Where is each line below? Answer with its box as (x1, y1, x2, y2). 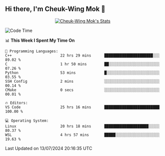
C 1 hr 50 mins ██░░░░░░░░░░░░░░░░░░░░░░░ (5, 62, 160, 66)
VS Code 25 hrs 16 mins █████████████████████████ (5, 104, 160, 110)
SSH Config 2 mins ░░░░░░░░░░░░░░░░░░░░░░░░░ (5, 79, 160, 84)
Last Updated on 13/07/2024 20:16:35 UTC (5, 145, 93, 151)
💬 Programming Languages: (5, 49, 58, 54)
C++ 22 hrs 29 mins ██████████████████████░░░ (5, 53, 160, 58)
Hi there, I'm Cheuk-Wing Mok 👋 (5, 5, 106, 13)
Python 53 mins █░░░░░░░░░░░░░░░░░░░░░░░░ (5, 70, 160, 75)
